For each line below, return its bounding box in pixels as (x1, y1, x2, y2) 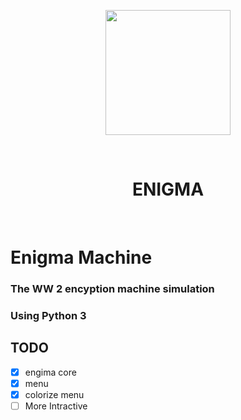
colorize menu (24, 388, 85, 400)
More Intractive (24, 400, 88, 412)
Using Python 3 (10, 308, 87, 322)
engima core (24, 366, 77, 378)
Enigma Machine (10, 246, 153, 269)
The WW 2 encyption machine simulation (10, 282, 215, 296)
